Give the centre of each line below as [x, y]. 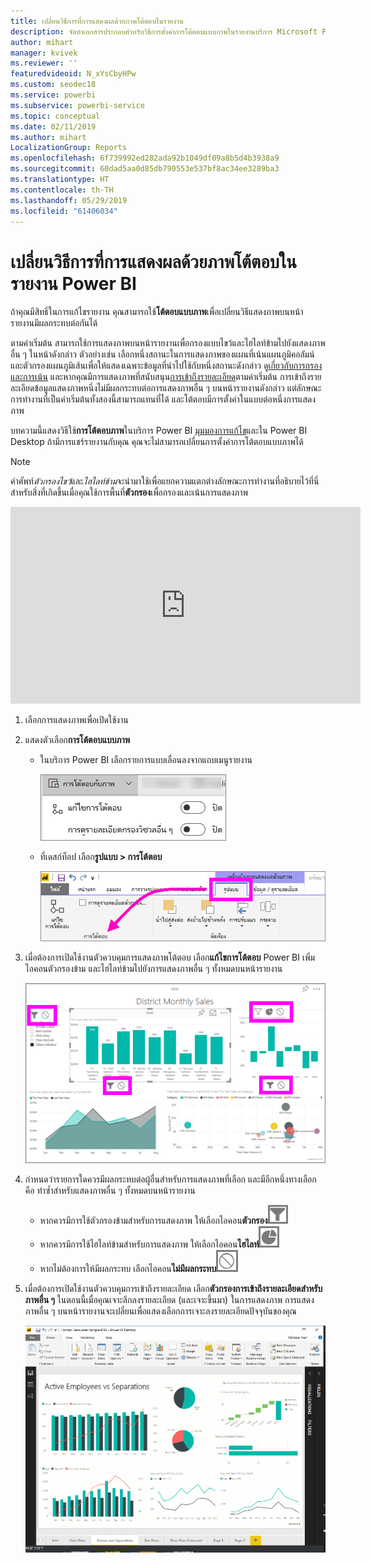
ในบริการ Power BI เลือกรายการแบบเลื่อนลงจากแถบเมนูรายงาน [146, 760]
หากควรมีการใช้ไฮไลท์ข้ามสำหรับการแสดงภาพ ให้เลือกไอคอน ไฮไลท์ [149, 1244]
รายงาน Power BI [73, 283]
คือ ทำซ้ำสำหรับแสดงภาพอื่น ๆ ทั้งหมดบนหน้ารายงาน [110, 1190]
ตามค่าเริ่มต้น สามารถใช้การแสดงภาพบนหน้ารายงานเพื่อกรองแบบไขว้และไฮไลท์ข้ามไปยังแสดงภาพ [168, 343]
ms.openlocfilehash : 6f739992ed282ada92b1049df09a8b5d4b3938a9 [145, 158]
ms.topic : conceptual [55, 116]
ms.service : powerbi [53, 95]
